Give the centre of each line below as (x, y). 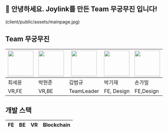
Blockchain (56, 125)
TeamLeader (84, 91)
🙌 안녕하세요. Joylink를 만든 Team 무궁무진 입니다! (81, 9)
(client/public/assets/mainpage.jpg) (43, 21)
